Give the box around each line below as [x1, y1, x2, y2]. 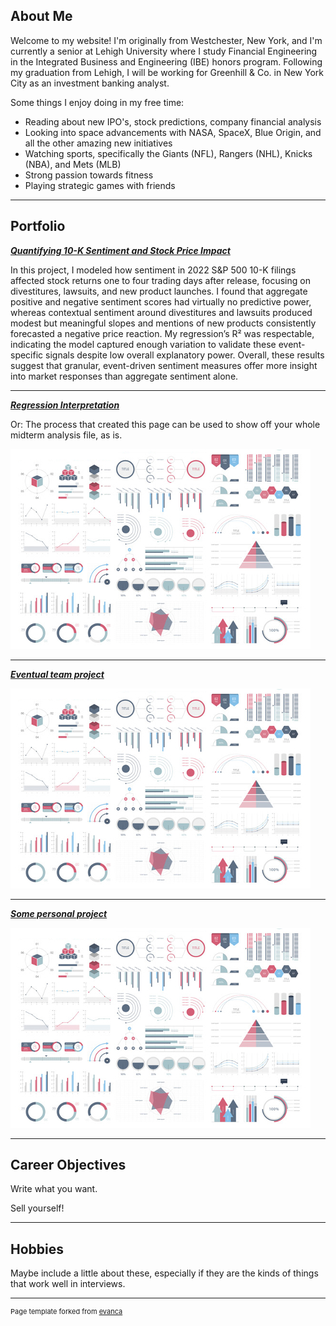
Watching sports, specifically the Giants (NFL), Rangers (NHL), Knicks [24, 147, 313, 159]
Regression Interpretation [10, 399, 120, 411]
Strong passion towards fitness [24, 169, 154, 181]
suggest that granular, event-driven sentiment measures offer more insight [10, 359, 318, 371]
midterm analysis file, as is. [10, 429, 123, 441]
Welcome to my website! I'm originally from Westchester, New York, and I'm [10, 34, 323, 46]
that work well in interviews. [10, 1278, 126, 1290]
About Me [10, 8, 73, 25]
